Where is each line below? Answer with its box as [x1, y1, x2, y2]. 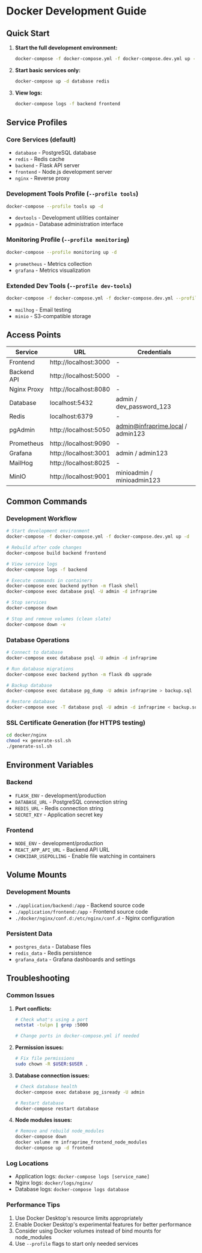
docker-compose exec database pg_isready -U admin [14, 1089, 145, 1095]
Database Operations [6, 636, 70, 644]
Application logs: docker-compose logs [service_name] [14, 1173, 150, 1180]
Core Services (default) [6, 135, 76, 144]
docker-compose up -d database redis [14, 78, 110, 84]
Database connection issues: [14, 1072, 90, 1079]
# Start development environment [6, 528, 90, 534]
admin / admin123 [115, 449, 168, 457]
